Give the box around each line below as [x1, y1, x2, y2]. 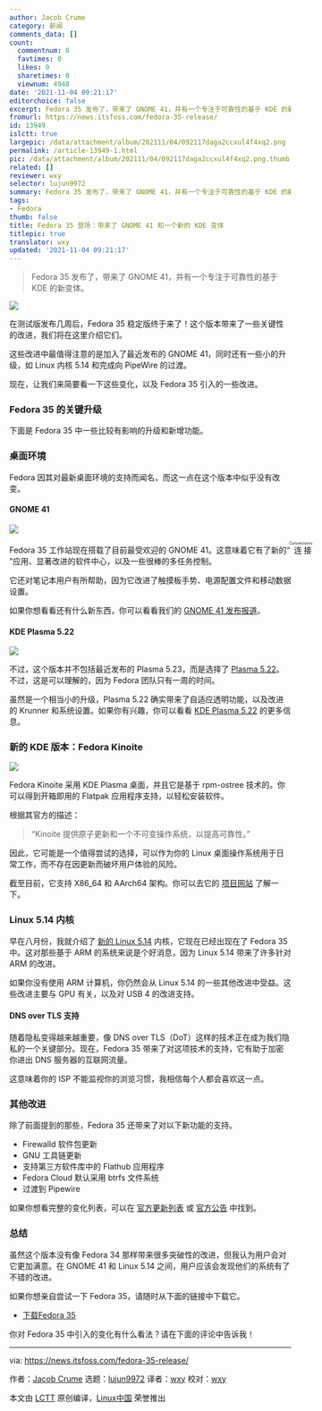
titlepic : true [9, 229, 66, 238]
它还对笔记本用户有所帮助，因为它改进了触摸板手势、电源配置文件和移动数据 [9, 574, 292, 586]
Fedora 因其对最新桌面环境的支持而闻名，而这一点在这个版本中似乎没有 [9, 471, 273, 483]
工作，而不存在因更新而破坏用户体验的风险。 [16, 859, 182, 870]
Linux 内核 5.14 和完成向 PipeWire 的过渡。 [34, 359, 192, 371]
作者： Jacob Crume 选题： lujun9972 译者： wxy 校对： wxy [9, 1373, 226, 1384]
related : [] [9, 163, 54, 172]
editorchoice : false [9, 96, 87, 106]
